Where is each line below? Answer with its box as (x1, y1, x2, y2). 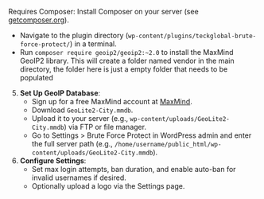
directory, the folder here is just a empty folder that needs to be (19, 64, 228, 74)
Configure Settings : (19, 156, 87, 166)
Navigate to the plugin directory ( (19, 31, 129, 40)
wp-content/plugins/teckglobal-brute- (127, 32, 257, 40)
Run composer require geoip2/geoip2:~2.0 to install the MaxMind (19, 48, 234, 57)
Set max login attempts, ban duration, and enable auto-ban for (31, 165, 236, 174)
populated (19, 73, 54, 82)
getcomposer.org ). (8, 15, 69, 25)
